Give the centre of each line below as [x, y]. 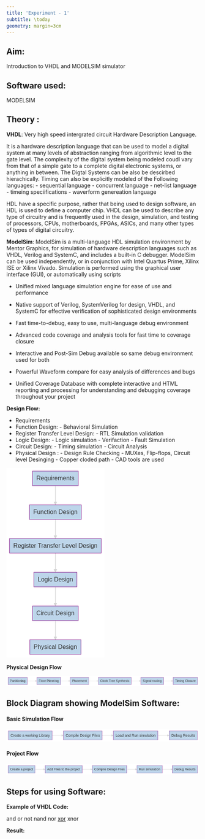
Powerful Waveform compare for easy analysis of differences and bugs [105, 372]
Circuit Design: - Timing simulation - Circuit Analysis [81, 446]
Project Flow [23, 754]
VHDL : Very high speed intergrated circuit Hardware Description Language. [102, 134]
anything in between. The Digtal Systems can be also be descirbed [91, 172]
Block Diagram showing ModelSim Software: [93, 703]
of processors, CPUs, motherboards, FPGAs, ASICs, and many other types [100, 223]
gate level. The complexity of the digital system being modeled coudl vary [99, 159]
